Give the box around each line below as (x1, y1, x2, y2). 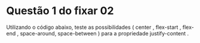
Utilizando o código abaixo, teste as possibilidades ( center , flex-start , (6, 24, 181, 31)
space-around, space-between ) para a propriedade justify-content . (20, 29, 189, 37)
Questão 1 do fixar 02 (6, 4, 115, 18)
